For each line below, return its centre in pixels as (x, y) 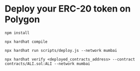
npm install (17, 33)
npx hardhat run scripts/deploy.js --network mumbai (61, 50)
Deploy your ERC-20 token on (68, 9)
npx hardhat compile (26, 42)
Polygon (22, 19)
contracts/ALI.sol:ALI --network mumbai (48, 63)
